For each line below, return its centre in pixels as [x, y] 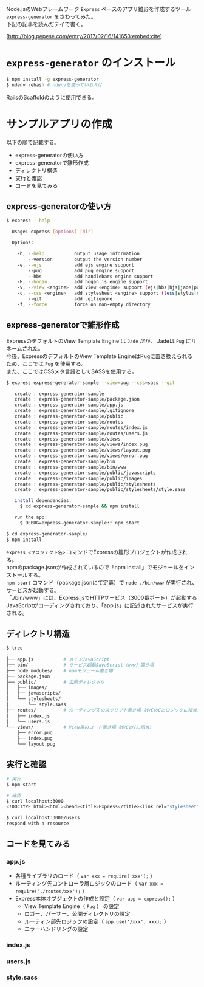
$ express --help [28, 221]
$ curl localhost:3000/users [43, 818]
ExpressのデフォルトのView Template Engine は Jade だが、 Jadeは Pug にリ [101, 341]
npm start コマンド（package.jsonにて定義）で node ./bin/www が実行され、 [102, 582]
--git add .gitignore [70, 299]
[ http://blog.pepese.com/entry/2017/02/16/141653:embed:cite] [84, 36]
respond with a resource [38, 824]
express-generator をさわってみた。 [51, 16]
